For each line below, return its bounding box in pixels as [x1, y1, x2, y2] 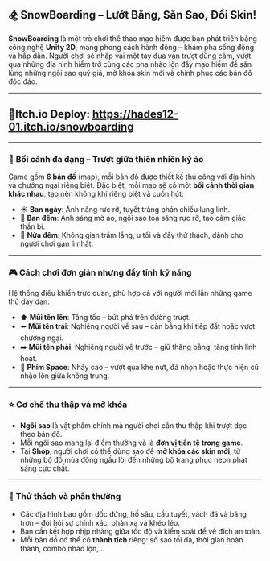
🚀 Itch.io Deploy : [8, 107, 91, 121]
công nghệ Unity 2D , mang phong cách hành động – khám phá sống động [8, 42, 255, 52]
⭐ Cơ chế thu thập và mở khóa [8, 399, 128, 410]
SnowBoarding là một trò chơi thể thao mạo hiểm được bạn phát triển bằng [8, 33, 257, 44]
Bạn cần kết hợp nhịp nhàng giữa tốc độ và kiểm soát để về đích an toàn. [19, 526, 262, 536]
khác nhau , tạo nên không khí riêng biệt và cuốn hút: [8, 189, 184, 198]
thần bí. [19, 222, 46, 231]
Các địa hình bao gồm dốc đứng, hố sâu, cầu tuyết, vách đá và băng [19, 509, 247, 519]
